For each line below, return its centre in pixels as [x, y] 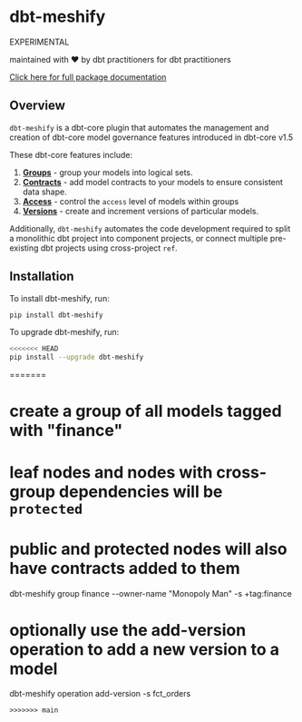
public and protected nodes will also [148, 549]
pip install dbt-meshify [56, 315]
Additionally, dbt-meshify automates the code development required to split [150, 228]
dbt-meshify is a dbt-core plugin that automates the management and [139, 127]
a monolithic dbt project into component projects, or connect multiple [139, 238]
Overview [38, 106]
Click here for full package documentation [88, 77]
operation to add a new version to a [144, 649]
